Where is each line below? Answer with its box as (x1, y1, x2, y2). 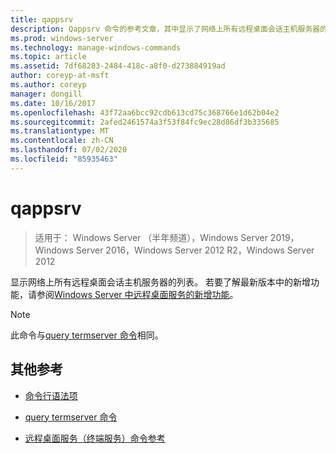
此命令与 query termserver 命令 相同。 (10, 329, 164, 341)
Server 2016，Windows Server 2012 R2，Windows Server (75, 244, 315, 256)
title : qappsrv (10, 14, 74, 25)
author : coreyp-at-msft (10, 71, 110, 81)
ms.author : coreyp (10, 80, 87, 90)
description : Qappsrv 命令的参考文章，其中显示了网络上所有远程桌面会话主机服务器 (10, 24, 321, 34)
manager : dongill (10, 89, 83, 99)
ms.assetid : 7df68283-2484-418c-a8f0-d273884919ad (10, 61, 226, 71)
